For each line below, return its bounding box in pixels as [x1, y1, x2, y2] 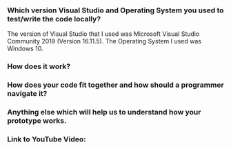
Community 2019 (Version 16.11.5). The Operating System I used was [7, 37, 202, 46]
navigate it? [7, 89, 48, 99]
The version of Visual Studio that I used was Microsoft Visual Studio [7, 30, 200, 38]
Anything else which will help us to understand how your [7, 108, 201, 117]
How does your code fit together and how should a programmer [7, 80, 224, 90]
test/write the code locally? [7, 14, 101, 23]
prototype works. [7, 116, 67, 126]
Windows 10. [7, 44, 43, 53]
